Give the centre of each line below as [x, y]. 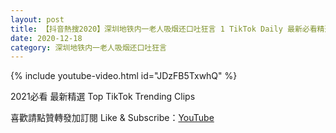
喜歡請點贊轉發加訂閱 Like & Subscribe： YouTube [112, 118]
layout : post [37, 19]
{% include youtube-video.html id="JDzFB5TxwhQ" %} [124, 76]
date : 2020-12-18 [46, 38]
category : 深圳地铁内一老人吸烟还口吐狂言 [88, 47]
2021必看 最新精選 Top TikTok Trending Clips [103, 97]
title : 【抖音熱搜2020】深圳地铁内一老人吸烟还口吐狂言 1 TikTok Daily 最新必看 [164, 29]
